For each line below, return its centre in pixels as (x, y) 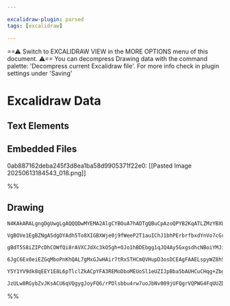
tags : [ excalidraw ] (35, 26)
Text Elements (38, 126)
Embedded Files (42, 149)
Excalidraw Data (54, 101)
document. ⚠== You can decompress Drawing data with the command (107, 58)
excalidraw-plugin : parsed (46, 19)
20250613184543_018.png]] (47, 173)
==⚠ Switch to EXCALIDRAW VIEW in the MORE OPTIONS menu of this (108, 51)
